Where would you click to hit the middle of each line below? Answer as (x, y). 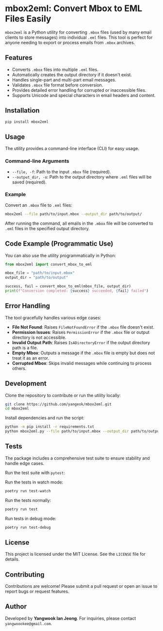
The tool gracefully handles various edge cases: (53, 317)
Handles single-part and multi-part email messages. (64, 80)
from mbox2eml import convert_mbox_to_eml (49, 264)
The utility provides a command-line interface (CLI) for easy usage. (72, 149)
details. (12, 559)
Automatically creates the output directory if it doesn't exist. (72, 75)
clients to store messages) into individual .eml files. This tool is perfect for (79, 37)
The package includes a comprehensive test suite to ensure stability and (78, 458)
